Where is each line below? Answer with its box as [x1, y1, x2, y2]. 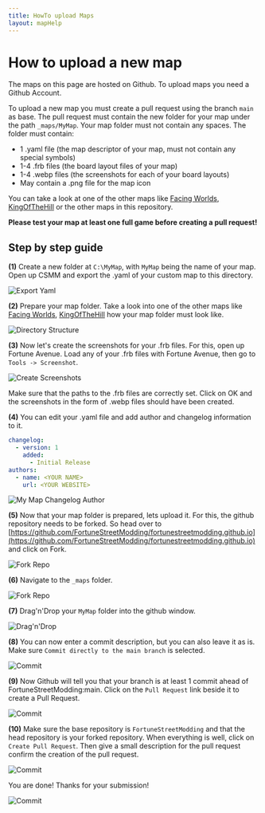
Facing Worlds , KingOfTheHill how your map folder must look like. [8, 310, 224, 320]
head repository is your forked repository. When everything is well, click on [8, 732, 255, 742]
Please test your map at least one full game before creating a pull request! [8, 218, 258, 227]
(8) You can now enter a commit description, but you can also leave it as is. [8, 637, 255, 646]
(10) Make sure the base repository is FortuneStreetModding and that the [8, 725, 245, 734]
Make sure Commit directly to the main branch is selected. [8, 646, 205, 655]
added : [22, 451, 45, 459]
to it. [8, 421, 23, 430]
